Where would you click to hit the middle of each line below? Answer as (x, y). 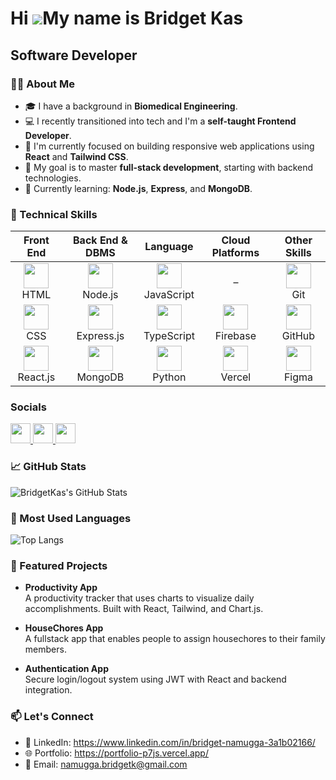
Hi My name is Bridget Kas (127, 18)
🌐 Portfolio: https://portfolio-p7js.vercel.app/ (116, 753)
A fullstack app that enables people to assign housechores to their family (175, 639)
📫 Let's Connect (52, 717)
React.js (36, 377)
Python (169, 377)
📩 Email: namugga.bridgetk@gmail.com (106, 764)
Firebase (235, 336)
